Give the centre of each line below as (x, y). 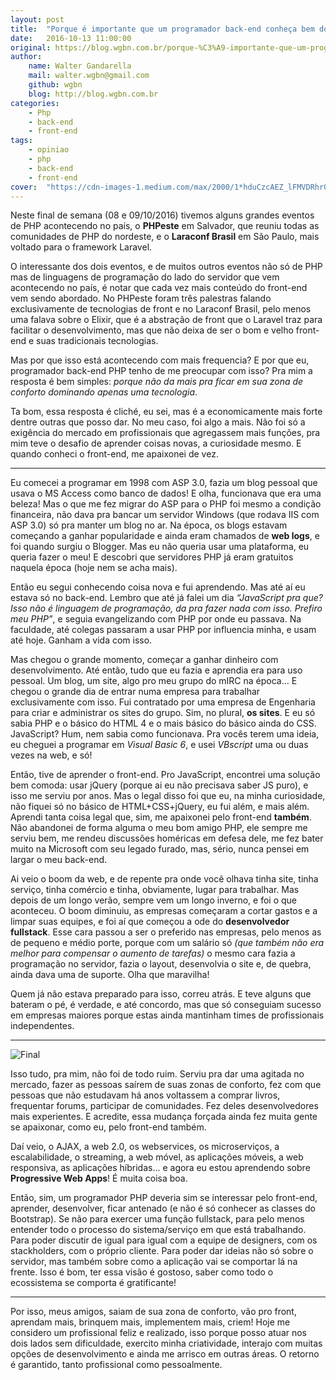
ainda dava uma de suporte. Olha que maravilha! (110, 975)
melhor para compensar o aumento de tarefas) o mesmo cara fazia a (153, 953)
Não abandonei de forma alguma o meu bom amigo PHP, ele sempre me (159, 828)
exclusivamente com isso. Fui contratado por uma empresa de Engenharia (163, 702)
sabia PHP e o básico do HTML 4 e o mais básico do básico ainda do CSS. (163, 723)
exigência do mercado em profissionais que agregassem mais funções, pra (165, 433)
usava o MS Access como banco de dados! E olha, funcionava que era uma (166, 493)
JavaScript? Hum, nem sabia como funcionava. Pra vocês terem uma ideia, (165, 734)
